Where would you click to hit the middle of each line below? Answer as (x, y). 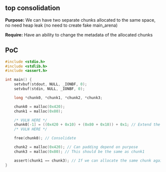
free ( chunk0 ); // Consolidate (45, 138)
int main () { (19, 80)
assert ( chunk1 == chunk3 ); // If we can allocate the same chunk (83, 160)
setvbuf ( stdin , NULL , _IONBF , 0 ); (49, 89)
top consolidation (33, 8)
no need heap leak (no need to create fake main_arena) (61, 25)
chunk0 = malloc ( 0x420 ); (40, 106)
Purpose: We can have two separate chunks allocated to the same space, (80, 20)
